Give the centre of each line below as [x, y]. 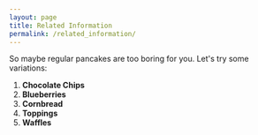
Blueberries [44, 94]
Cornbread [42, 104]
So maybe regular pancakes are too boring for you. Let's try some [129, 59]
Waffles [37, 123]
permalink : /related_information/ [73, 34]
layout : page [33, 17]
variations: [28, 68]
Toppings [40, 113]
